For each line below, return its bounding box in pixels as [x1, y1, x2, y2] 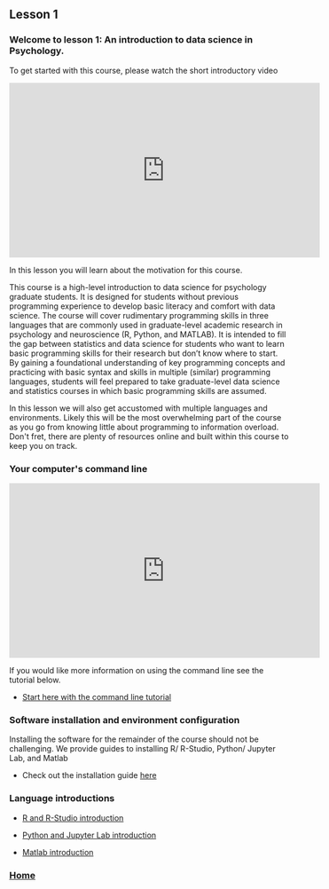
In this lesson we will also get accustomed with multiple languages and [9, 403, 268, 413]
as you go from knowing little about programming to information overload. [9, 421, 279, 432]
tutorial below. [9, 674, 61, 685]
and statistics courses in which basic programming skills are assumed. [9, 385, 268, 396]
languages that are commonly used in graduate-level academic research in [9, 319, 284, 330]
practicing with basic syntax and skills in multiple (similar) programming [9, 366, 270, 377]
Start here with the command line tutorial [21, 691, 171, 702]
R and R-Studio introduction [21, 812, 124, 823]
